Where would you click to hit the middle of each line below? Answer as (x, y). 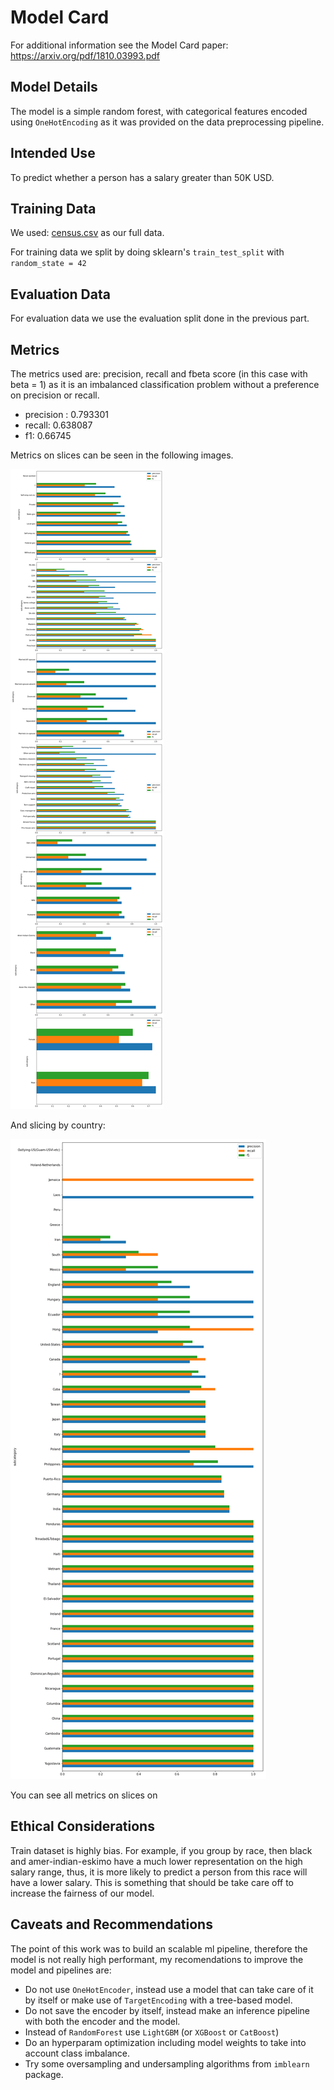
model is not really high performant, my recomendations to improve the (157, 1959)
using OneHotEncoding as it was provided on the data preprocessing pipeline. (167, 122)
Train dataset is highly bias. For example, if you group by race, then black (161, 1850)
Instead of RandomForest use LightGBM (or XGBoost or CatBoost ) (152, 2032)
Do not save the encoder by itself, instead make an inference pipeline (167, 2010)
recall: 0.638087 (58, 425)
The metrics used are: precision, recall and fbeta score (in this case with (159, 374)
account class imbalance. (77, 2053)
